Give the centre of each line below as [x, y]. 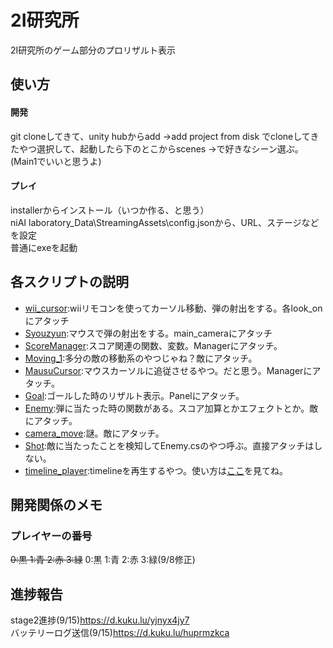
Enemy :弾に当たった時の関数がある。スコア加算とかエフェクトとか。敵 [171, 408]
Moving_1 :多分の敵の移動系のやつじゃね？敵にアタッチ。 [141, 358]
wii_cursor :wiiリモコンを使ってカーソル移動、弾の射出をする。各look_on [173, 308]
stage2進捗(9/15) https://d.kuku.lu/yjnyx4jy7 [100, 620]
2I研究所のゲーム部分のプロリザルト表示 [93, 50]
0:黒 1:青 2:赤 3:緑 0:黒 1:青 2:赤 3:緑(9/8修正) [103, 560]
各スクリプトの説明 [69, 282]
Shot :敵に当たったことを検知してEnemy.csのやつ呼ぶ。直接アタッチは [169, 445]
